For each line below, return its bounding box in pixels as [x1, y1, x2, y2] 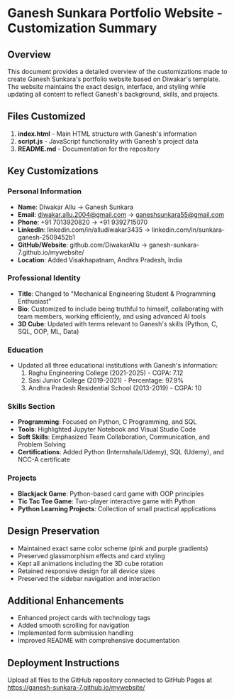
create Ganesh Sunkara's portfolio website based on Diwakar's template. [7, 75, 221, 83]
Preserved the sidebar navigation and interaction [17, 574, 161, 582]
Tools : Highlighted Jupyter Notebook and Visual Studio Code [17, 425, 196, 434]
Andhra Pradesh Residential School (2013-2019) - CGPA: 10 [28, 384, 202, 393]
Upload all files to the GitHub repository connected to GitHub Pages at [7, 676, 213, 684]
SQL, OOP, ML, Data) [17, 327, 79, 336]
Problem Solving [17, 440, 66, 449]
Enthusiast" [17, 297, 52, 305]
